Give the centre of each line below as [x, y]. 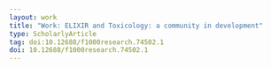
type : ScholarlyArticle [53, 34]
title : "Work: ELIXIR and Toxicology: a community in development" [136, 26]
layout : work [33, 17]
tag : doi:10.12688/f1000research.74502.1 [87, 42]
